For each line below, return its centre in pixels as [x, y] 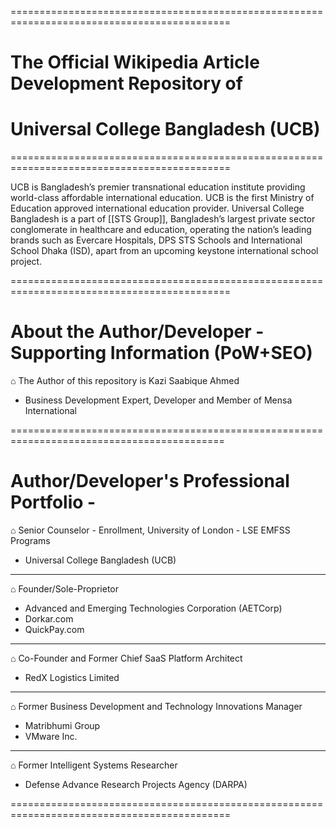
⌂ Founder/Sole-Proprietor [65, 589]
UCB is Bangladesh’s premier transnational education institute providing [158, 187]
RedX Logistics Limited [72, 677]
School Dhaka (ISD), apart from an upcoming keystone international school [164, 251]
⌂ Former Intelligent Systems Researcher [94, 765]
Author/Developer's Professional [150, 481]
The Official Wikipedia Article [135, 62]
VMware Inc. [51, 736]
